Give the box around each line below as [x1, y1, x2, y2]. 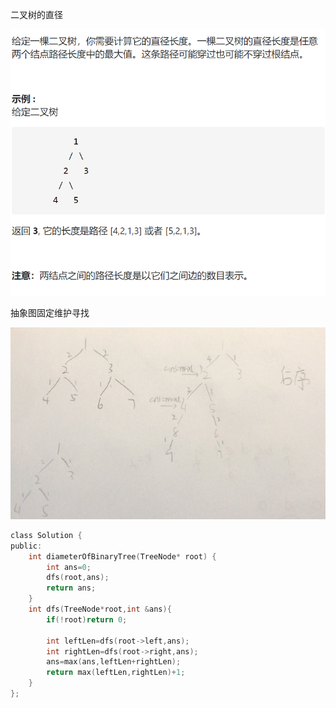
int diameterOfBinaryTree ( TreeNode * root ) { [28, 551, 217, 562]
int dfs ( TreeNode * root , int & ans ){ [28, 604, 172, 615]
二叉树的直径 [10, 9, 63, 20]
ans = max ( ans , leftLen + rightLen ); [46, 657, 182, 667]
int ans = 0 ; [46, 562, 92, 572]
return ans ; [46, 583, 97, 593]
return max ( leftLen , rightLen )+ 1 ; [46, 668, 186, 678]
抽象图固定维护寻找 [10, 307, 90, 319]
